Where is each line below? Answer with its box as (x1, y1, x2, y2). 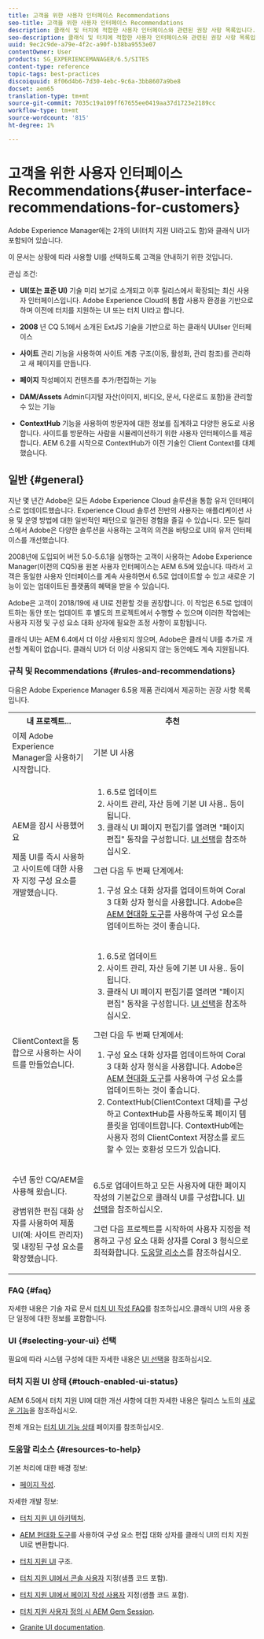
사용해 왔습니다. (12, 1186, 68, 1197)
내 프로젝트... (26, 716, 71, 727)
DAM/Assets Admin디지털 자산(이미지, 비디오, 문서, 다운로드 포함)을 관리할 (19, 391, 253, 401)
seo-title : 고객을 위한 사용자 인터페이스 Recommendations (8, 19, 184, 27)
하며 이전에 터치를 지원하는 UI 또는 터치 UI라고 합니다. (19, 305, 185, 315)
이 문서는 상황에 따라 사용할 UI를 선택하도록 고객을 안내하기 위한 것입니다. (8, 252, 233, 261)
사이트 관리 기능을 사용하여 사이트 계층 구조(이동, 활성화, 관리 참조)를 (19, 348, 230, 358)
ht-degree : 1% (8, 121, 55, 129)
